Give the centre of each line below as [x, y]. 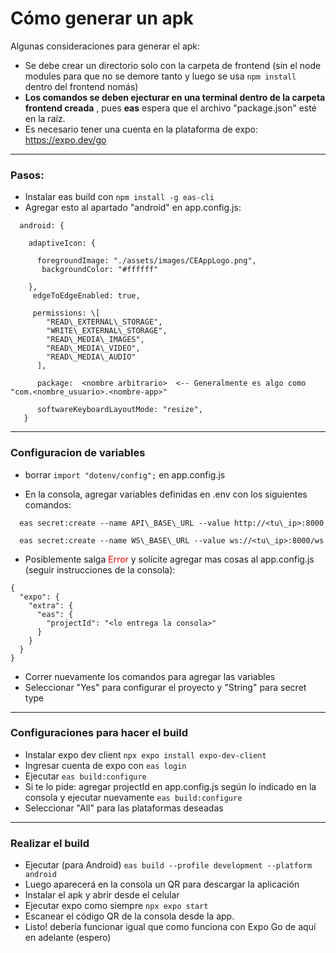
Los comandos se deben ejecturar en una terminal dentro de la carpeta [175, 97]
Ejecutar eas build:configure [85, 776]
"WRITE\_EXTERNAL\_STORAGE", [107, 331]
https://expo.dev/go [65, 139]
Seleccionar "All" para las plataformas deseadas [124, 808]
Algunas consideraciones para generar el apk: [105, 46]
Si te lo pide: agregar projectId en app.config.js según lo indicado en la [170, 786]
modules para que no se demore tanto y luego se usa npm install [160, 76]
